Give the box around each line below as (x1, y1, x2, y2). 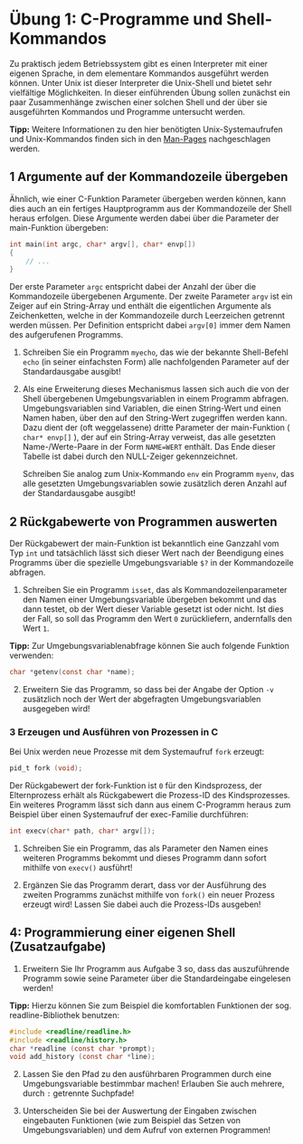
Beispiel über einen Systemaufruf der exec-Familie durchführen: (9, 809, 249, 820)
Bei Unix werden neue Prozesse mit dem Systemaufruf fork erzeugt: (9, 747, 265, 758)
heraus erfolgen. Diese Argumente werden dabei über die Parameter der (9, 213, 279, 224)
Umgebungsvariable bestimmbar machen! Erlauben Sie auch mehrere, (22, 1078, 285, 1090)
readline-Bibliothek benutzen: (9, 1009, 120, 1020)
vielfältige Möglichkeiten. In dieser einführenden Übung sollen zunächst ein (9, 87, 291, 98)
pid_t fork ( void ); (9, 764, 83, 773)
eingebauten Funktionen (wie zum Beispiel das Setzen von (22, 1115, 241, 1126)
